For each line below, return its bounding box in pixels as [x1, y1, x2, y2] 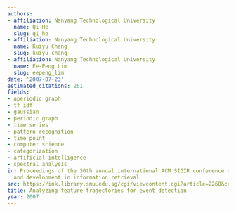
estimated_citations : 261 [7, 82, 83, 89]
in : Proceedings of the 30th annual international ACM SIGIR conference [7, 167, 225, 174]
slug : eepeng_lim [13, 69, 65, 76]
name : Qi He [13, 23, 49, 30]
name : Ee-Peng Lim [13, 63, 68, 70]
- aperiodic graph [7, 96, 61, 103]
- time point [7, 134, 46, 141]
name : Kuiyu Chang [13, 43, 68, 50]
